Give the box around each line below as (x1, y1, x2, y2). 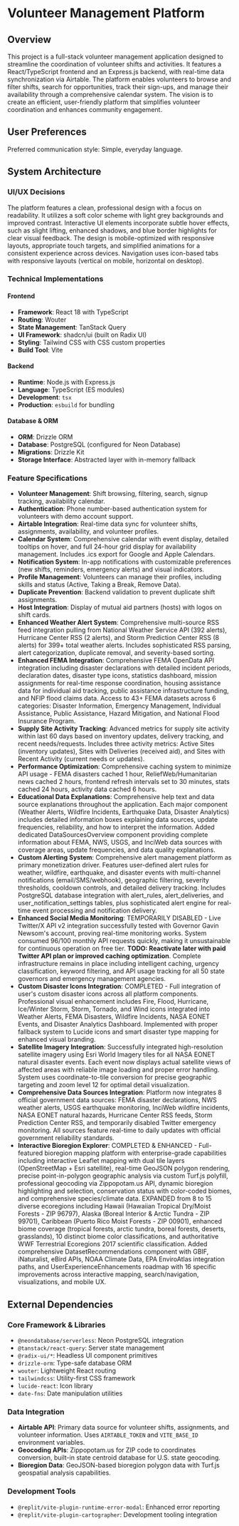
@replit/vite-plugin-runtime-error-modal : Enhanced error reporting (17, 1502, 221, 1511)
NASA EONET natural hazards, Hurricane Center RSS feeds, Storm (17, 1111, 213, 1119)
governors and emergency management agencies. (17, 975, 166, 983)
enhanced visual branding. (17, 1035, 96, 1044)
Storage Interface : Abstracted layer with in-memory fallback (17, 455, 196, 464)
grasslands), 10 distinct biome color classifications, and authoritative (17, 1232, 219, 1241)
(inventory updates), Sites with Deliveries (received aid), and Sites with (17, 747, 225, 756)
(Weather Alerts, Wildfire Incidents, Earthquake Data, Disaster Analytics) (17, 808, 230, 816)
